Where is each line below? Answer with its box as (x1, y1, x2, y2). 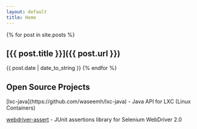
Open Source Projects (6, 82, 90, 92)
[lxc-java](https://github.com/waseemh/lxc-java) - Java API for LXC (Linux (6, 98, 191, 105)
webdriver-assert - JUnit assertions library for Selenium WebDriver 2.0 (6, 116, 182, 124)
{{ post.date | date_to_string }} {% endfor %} (6, 64, 117, 72)
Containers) (6, 104, 36, 112)
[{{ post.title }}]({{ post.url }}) (6, 48, 120, 58)
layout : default (6, 8, 47, 15)
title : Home (6, 14, 36, 20)
